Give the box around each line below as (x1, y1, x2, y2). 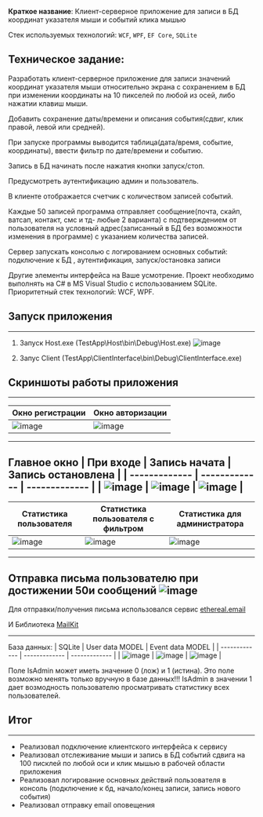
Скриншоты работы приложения (8, 376, 178, 389)
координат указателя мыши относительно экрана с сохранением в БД (8, 82, 246, 91)
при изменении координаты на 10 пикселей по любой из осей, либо (8, 90, 236, 100)
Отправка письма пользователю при (8, 571, 199, 585)
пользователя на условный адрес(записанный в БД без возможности (8, 223, 243, 232)
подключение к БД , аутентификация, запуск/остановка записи (8, 255, 221, 264)
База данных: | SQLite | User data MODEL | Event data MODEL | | (8, 643, 219, 652)
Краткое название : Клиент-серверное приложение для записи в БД (8, 7, 239, 16)
